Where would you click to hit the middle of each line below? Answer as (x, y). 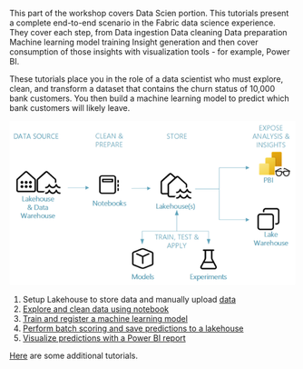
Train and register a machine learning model (105, 319)
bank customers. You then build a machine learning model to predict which (150, 98)
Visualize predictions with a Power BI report (104, 338)
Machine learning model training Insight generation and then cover (134, 42)
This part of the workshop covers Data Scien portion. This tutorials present (149, 13)
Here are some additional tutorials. (74, 356)
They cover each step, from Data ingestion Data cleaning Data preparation (148, 32)
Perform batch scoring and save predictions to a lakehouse (133, 329)
